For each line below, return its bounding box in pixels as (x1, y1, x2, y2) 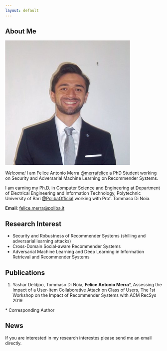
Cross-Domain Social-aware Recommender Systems (12, 243, 121, 249)
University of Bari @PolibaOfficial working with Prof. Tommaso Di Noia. (5, 196, 151, 202)
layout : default (5, 8, 39, 13)
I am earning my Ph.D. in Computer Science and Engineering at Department (5, 185, 161, 191)
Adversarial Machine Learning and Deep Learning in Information (12, 249, 145, 255)
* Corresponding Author (5, 307, 55, 313)
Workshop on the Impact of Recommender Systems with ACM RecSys (12, 292, 157, 298)
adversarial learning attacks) (12, 238, 71, 244)
